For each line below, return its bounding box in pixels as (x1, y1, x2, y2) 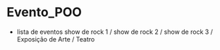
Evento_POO (6, 4, 82, 20)
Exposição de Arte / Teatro (16, 35, 95, 43)
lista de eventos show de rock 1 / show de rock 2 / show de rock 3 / (16, 27, 213, 36)
